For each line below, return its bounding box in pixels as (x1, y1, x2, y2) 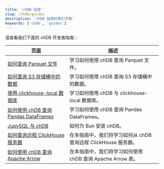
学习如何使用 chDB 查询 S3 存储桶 (69, 74, 147, 80)
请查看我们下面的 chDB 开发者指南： (5, 35, 79, 40)
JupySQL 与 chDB (7, 123, 49, 130)
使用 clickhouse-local (7, 90, 58, 96)
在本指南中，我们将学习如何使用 (69, 148, 143, 155)
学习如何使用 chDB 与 (69, 90, 119, 96)
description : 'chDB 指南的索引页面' (5, 16, 75, 21)
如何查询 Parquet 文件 (7, 60, 58, 67)
